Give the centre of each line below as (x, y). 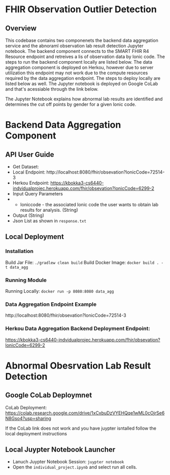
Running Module (26, 280)
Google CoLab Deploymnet (49, 395)
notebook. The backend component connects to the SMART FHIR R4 (77, 51)
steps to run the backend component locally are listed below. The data (79, 62)
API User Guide (30, 155)
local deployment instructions (36, 433)
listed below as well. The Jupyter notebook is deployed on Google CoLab (82, 83)
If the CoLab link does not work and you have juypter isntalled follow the (81, 428)
